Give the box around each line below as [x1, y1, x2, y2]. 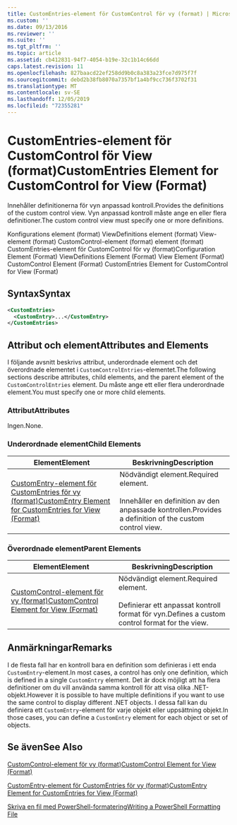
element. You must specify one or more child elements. [7, 388, 166, 396]
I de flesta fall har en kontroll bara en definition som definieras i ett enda [7, 660, 217, 669]
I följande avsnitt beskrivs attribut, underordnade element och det [7, 358, 198, 367]
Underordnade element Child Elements [7, 439, 141, 449]
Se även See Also [7, 741, 83, 753]
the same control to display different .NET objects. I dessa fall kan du [7, 698, 208, 706]
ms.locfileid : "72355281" [7, 102, 83, 109]
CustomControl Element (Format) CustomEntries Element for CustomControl [7, 259, 229, 268]
